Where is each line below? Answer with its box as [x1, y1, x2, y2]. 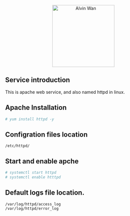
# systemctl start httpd [5, 170, 57, 175]
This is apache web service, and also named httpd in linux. [5, 89, 125, 95]
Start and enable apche [5, 157, 79, 165]
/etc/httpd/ [5, 144, 30, 148]
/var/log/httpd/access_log [5, 202, 61, 207]
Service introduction [5, 76, 70, 84]
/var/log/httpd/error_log [5, 206, 59, 211]
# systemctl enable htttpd [5, 175, 61, 180]
